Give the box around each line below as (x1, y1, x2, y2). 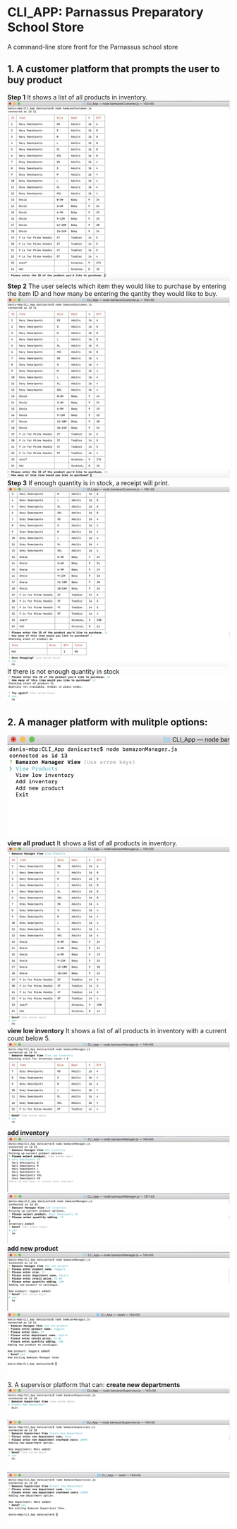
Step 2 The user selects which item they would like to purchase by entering (7, 282, 226, 290)
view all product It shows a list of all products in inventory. (7, 838, 178, 847)
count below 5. (7, 1034, 51, 1042)
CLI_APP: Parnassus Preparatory (7, 4, 204, 20)
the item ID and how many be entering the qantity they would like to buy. (7, 290, 218, 298)
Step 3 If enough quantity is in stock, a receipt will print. (7, 478, 170, 487)
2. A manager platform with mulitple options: (7, 716, 208, 728)
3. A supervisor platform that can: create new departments (7, 1380, 181, 1388)
